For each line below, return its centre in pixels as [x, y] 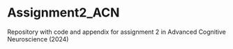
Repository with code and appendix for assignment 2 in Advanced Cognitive [117, 32]
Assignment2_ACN [63, 13]
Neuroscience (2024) [38, 39]
